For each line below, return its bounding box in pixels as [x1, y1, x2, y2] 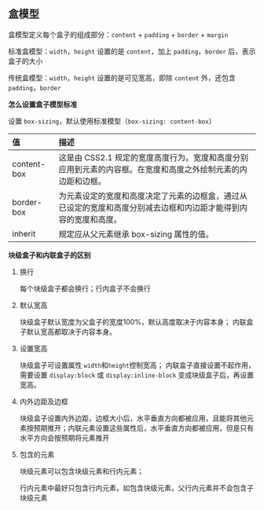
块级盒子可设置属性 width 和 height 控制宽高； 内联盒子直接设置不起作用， [19, 360, 255, 369]
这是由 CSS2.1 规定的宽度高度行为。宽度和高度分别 [58, 152, 249, 163]
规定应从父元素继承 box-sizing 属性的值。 [58, 229, 214, 240]
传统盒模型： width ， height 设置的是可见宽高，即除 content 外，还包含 [8, 73, 236, 83]
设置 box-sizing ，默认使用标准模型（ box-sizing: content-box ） [8, 116, 216, 126]
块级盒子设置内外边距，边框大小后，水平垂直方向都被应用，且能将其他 [19, 413, 247, 423]
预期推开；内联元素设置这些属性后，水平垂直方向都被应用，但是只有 [33, 423, 254, 432]
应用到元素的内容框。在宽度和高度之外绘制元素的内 [58, 163, 247, 174]
